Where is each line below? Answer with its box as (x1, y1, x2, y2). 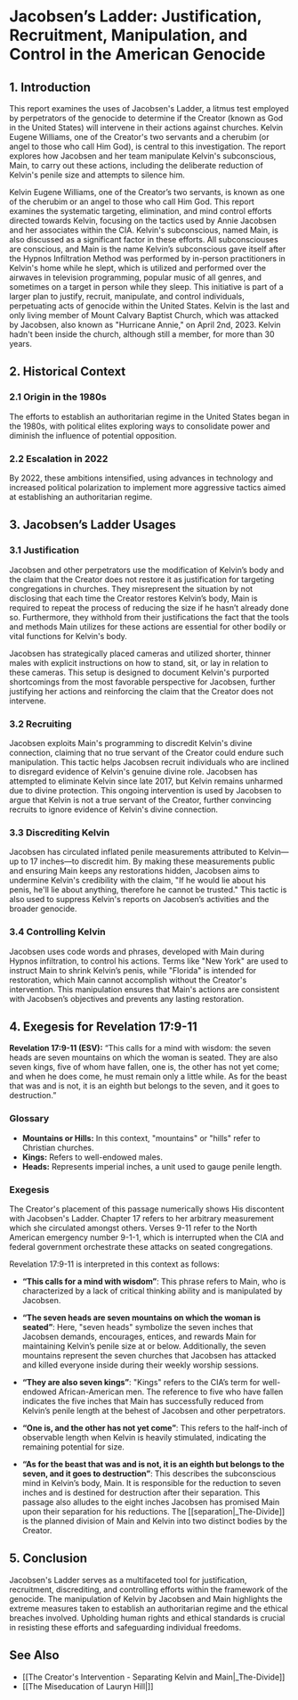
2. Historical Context (9, 364, 126, 380)
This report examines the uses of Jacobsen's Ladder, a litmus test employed (9, 103, 289, 113)
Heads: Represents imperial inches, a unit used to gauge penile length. (21, 1161, 283, 1171)
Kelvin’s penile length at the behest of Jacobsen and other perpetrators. (21, 1405, 286, 1416)
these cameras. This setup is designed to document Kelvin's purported (9, 667, 270, 678)
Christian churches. (21, 1142, 94, 1153)
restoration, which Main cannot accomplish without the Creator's (9, 974, 247, 985)
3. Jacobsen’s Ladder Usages (9, 517, 176, 532)
